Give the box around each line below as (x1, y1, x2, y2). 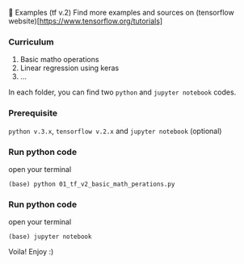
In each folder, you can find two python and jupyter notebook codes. (8, 87, 237, 97)
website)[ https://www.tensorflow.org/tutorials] (8, 16, 163, 26)
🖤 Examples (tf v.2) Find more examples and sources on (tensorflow (8, 8, 234, 17)
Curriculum (8, 36, 54, 48)
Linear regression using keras (19, 63, 120, 73)
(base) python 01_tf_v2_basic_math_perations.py (8, 180, 175, 188)
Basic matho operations (19, 55, 99, 65)
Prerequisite (8, 107, 58, 119)
